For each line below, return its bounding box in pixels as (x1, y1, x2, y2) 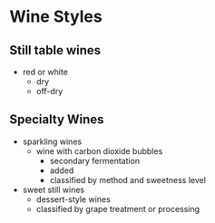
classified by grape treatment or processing (35, 203, 200, 214)
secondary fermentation (49, 155, 141, 166)
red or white (22, 66, 68, 77)
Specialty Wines (9, 111, 104, 128)
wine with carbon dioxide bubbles (35, 145, 163, 156)
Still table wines (9, 43, 102, 58)
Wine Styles (9, 6, 103, 27)
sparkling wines (22, 136, 83, 147)
